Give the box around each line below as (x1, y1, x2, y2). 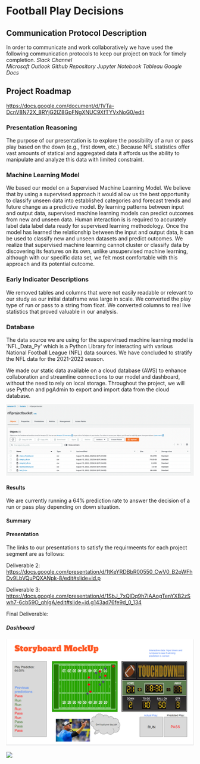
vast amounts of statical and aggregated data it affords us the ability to (6, 150, 180, 157)
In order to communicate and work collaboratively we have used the (6, 44, 173, 51)
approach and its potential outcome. (6, 261, 95, 268)
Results (6, 484, 26, 491)
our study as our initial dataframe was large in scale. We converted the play (6, 295, 192, 302)
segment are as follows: (6, 550, 65, 557)
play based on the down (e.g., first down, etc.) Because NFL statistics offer (6, 143, 190, 150)
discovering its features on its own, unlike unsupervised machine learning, (6, 248, 189, 255)
